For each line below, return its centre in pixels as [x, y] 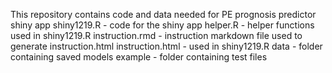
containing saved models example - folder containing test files [139, 57]
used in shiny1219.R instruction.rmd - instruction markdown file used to [156, 35]
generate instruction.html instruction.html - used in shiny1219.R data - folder [166, 46]
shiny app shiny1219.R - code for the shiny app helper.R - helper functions [162, 25]
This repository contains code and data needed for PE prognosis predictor [163, 14]
